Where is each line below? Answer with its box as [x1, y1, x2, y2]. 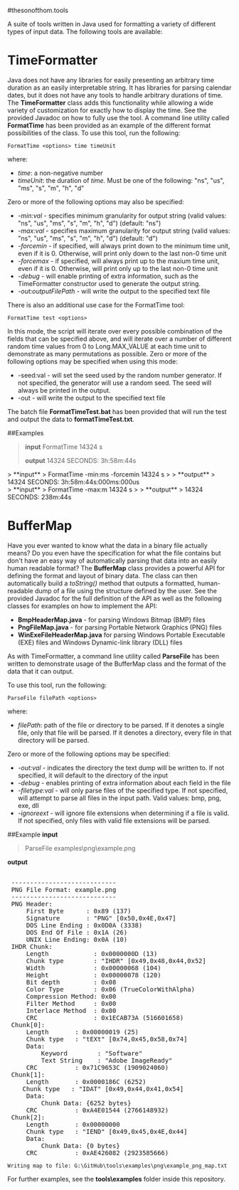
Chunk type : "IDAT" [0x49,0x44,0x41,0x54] [22, 1085, 184, 1093]
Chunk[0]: [11, 1021, 46, 1029]
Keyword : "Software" [41, 1049, 143, 1057]
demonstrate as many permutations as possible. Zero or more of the [7, 349, 208, 358]
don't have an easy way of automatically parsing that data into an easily [7, 556, 218, 565]
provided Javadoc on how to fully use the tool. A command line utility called [7, 113, 230, 122]
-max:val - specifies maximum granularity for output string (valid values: [17, 226, 230, 235]
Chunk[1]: [11, 1071, 46, 1078]
